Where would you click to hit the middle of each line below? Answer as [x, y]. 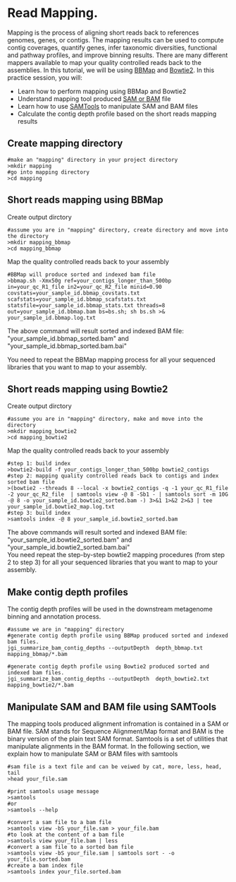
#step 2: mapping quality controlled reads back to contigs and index [113, 476]
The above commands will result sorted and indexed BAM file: [97, 532]
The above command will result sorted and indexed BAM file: [96, 330]
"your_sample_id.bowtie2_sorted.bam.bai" [69, 547]
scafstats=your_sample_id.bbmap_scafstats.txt [77, 299]
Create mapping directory [65, 144]
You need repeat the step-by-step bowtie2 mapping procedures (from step [116, 555]
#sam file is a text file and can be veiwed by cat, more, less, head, [114, 767]
